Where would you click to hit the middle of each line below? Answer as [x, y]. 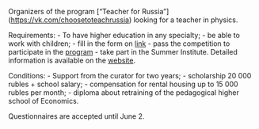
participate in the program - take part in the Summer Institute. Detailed [123, 52]
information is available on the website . [72, 60]
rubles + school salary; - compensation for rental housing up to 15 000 [124, 84]
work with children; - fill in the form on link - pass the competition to [119, 44]
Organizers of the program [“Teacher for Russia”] [89, 11]
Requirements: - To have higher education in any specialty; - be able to [124, 35]
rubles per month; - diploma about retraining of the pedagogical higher [124, 93]
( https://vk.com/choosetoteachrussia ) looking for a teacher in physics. [123, 20]
